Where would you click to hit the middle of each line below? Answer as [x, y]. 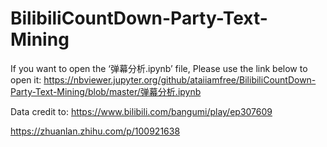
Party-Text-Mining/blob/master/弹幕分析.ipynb [106, 91]
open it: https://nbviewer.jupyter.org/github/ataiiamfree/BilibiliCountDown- [163, 79]
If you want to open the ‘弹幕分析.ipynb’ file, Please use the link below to [159, 68]
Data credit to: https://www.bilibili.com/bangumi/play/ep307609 [141, 111]
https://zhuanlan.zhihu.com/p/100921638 [95, 131]
